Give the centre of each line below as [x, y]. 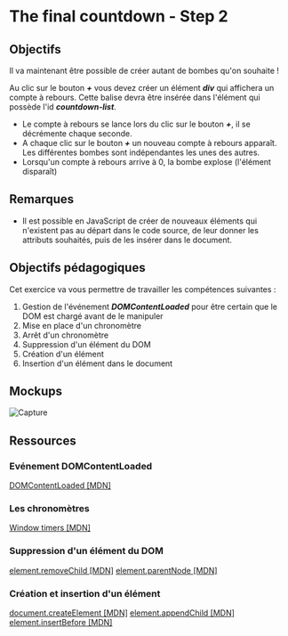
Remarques [42, 199]
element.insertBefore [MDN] [61, 623]
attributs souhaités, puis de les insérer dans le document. [127, 240]
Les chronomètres [50, 509]
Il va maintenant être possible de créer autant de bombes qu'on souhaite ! [144, 70]
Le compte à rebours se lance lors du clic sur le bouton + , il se [136, 124]
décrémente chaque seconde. [77, 134]
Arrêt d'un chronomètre [65, 335]
